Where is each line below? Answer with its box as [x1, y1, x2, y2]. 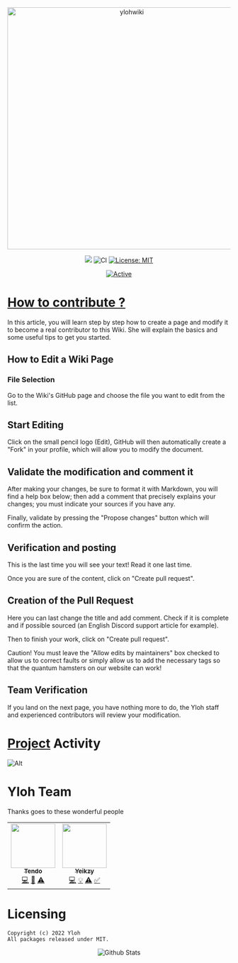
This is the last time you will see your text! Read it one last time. [7, 560, 193, 569]
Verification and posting [7, 542, 117, 554]
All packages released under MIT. [7, 935, 110, 942]
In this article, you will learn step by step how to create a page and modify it [7, 318, 229, 326]
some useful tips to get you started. [7, 333, 111, 341]
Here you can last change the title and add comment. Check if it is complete [7, 613, 229, 622]
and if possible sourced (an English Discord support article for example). [7, 620, 219, 630]
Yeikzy [74, 867, 94, 875]
